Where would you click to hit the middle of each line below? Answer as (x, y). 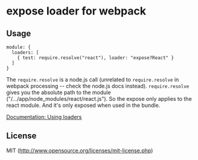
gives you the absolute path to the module (59, 92)
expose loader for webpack (76, 11)
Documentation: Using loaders (44, 117)
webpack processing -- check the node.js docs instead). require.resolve (98, 86)
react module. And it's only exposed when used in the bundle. (83, 105)
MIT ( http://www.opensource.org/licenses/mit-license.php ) (80, 150)
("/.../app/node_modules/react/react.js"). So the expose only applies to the (99, 99)
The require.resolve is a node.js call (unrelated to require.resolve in (93, 79)
